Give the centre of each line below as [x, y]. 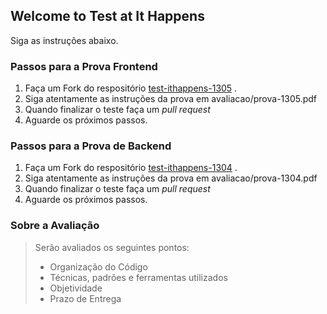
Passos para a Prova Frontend [84, 66]
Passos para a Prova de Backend [91, 146]
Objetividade [76, 288]
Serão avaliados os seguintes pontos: [112, 247]
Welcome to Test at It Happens [107, 16]
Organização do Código [98, 266]
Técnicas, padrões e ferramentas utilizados [138, 277]
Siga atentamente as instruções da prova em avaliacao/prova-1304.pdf [171, 178]
